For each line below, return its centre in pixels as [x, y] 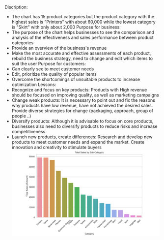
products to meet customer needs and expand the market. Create [78, 142]
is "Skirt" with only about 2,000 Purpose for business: [66, 27]
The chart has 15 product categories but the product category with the [83, 16]
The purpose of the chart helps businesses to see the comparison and [83, 32]
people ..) [21, 116]
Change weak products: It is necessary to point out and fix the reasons [83, 100]
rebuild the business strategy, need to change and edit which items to [82, 58]
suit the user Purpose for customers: [49, 64]
